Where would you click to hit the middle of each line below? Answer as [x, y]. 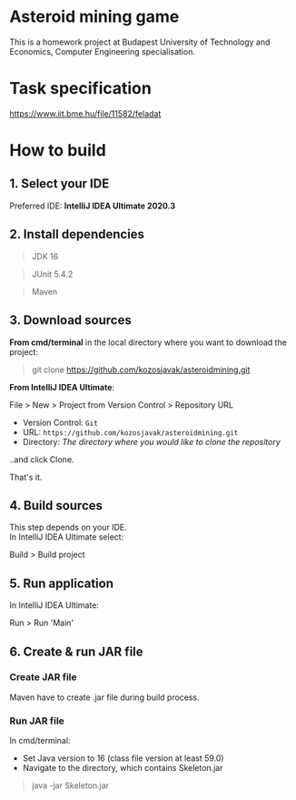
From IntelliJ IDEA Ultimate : [62, 387]
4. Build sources [56, 506]
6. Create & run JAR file [76, 651]
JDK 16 [45, 256]
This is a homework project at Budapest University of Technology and [140, 42]
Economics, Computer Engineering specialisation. [102, 51]
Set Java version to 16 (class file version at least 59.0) [123, 758]
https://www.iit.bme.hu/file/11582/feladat [85, 113]
